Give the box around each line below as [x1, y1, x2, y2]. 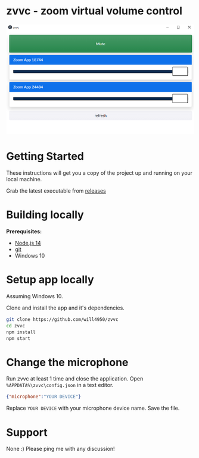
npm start [6, 335, 31, 341]
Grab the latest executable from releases [6, 187, 106, 194]
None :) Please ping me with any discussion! [6, 445, 115, 453]
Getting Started [6, 150, 85, 163]
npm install [6, 329, 36, 335]
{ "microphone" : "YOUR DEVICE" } [6, 394, 82, 400]
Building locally [6, 208, 85, 222]
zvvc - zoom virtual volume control [6, 4, 183, 18]
